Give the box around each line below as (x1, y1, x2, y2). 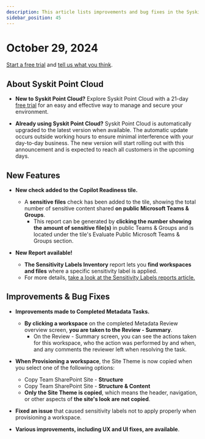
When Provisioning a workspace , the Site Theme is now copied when (15, 357, 192, 364)
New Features (6, 170, 60, 180)
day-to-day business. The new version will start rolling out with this (15, 139, 184, 147)
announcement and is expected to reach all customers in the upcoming (15, 146, 194, 153)
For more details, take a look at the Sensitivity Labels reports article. (24, 274, 195, 281)
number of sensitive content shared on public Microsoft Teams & (24, 205, 189, 212)
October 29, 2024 (6, 41, 99, 55)
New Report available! (15, 249, 73, 257)
